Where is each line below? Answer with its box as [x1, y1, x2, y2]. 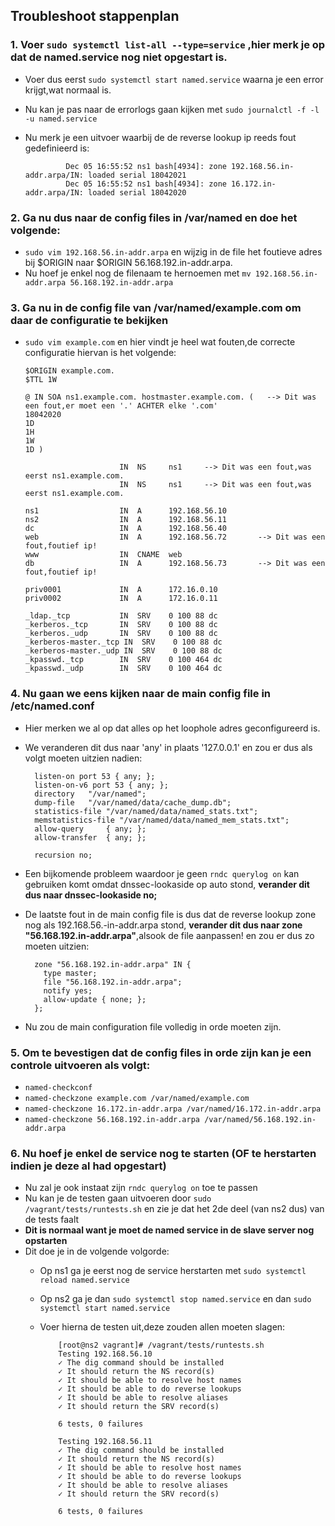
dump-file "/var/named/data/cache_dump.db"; [34, 797, 232, 808]
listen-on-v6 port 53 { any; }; [34, 780, 169, 790]
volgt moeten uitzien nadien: [24, 752, 143, 764]
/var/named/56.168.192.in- [204, 1114, 317, 1124]
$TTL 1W [24, 375, 57, 385]
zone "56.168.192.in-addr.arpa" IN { [34, 959, 192, 969]
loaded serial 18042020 [88, 187, 187, 198]
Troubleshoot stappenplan [10, 8, 180, 25]
